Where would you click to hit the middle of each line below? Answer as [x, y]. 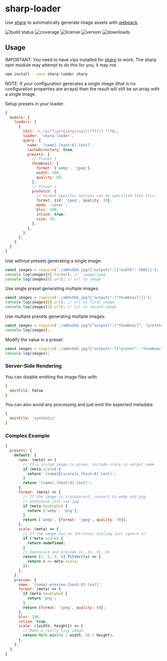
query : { [32, 140]
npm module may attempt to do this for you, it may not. [61, 65]
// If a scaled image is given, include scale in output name [89, 464]
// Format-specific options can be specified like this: [96, 196]
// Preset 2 [44, 187]
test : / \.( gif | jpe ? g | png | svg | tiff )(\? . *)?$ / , [71, 131]
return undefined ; [46, 543]
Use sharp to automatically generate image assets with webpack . [72, 22]
